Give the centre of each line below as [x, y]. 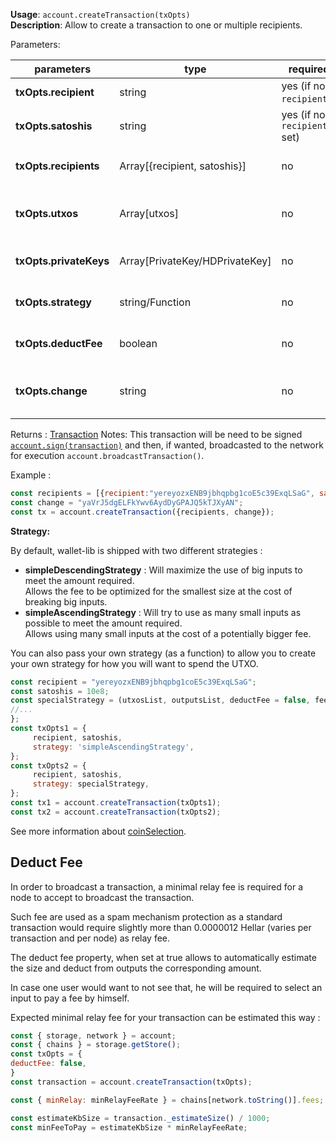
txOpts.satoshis [54, 126]
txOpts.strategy [53, 302]
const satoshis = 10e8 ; [60, 691]
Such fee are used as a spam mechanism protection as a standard [146, 916]
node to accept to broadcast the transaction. [102, 897]
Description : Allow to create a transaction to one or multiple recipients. [156, 25]
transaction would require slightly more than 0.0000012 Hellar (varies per [161, 927]
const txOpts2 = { [48, 765]
